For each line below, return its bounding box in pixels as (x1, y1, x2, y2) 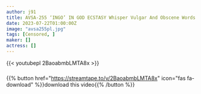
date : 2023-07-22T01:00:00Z (6, 20, 77, 26)
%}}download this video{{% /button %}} (34, 81, 135, 88)
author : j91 (6, 8, 36, 15)
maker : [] (6, 37, 31, 43)
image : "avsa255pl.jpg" (6, 25, 66, 32)
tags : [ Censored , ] (6, 32, 56, 38)
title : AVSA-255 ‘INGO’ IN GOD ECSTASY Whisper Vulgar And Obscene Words (6, 15, 196, 21)
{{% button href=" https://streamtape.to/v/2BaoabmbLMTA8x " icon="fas (6, 74, 186, 82)
